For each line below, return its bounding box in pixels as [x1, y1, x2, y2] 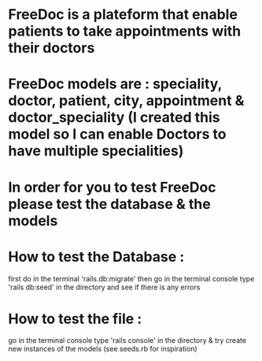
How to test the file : [8, 310, 142, 328]
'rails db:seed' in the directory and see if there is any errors [8, 282, 201, 292]
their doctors [8, 39, 95, 57]
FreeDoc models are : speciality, [8, 75, 223, 93]
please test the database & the [8, 195, 211, 213]
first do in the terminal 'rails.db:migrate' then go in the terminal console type [8, 274, 255, 283]
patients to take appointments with [8, 22, 242, 40]
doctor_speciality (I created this [8, 109, 220, 127]
